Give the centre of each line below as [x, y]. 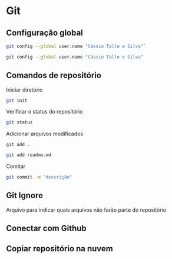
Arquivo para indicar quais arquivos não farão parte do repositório [86, 210]
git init [17, 101]
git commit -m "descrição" [39, 177]
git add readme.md [29, 155]
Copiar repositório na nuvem [60, 249]
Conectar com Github [46, 229]
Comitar [16, 166]
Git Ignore [24, 195]
